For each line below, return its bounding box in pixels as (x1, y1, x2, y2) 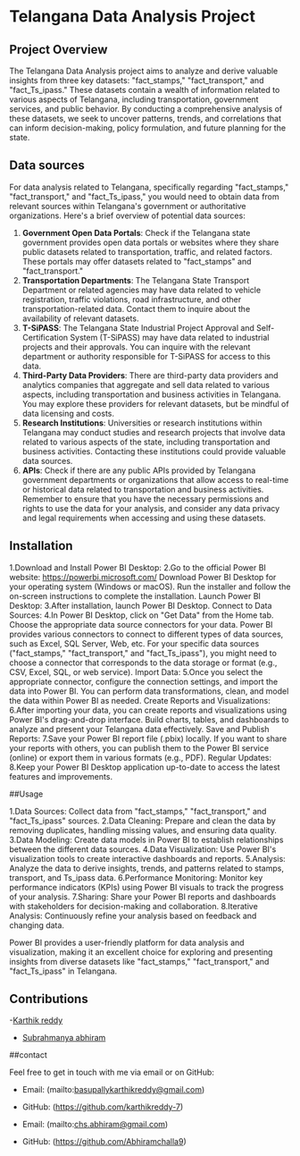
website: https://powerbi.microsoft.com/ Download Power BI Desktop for (9, 571, 277, 582)
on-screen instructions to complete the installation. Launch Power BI (9, 590, 262, 601)
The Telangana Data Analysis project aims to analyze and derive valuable (9, 65, 279, 76)
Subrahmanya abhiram (21, 1033, 106, 1043)
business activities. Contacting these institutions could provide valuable (21, 445, 287, 457)
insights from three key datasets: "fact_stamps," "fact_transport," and (9, 75, 264, 86)
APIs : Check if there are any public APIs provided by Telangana (21, 465, 256, 476)
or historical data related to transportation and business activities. (21, 484, 264, 494)
